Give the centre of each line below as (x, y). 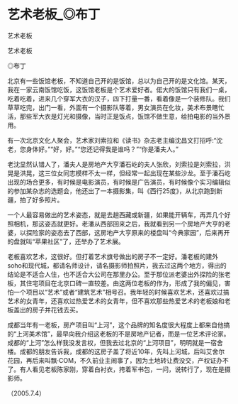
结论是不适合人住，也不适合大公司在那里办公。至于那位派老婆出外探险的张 (116, 274)
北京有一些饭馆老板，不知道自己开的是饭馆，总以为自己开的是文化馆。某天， (119, 81)
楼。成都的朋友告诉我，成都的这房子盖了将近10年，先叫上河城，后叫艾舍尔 (116, 351)
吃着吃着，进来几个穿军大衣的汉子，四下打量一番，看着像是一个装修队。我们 (119, 98)
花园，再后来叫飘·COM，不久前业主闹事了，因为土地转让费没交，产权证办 (115, 360)
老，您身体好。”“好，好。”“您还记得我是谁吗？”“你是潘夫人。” (93, 149)
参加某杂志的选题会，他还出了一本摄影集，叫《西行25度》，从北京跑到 (115, 191)
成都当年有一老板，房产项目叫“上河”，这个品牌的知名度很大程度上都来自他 (116, 324)
